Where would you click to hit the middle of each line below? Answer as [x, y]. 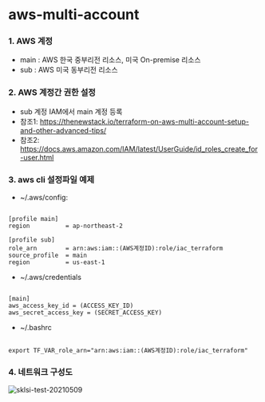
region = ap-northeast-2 [66, 226]
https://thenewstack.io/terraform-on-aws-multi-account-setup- [144, 121]
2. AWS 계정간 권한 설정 [52, 93]
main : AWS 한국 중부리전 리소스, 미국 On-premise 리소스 [110, 60]
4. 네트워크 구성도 [41, 372]
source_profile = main [48, 256]
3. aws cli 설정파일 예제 [51, 179]
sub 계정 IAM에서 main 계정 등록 [71, 111]
